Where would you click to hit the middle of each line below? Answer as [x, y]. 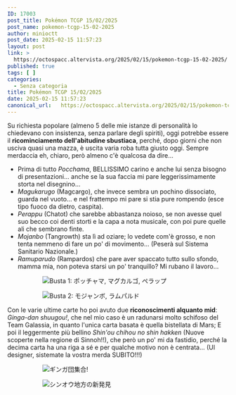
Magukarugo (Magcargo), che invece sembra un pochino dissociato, [117, 192]
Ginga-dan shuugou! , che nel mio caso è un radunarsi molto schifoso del [113, 317]
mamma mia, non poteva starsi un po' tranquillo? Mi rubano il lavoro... [118, 266]
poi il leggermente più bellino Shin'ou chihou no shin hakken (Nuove [106, 332]
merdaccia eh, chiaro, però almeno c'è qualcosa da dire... [91, 155]
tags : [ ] [22, 73]
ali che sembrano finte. [51, 229]
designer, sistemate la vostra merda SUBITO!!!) [75, 355]
